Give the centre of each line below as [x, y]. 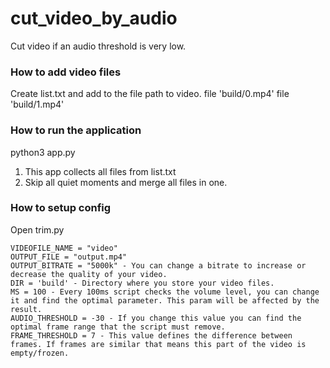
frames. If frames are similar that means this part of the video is [158, 344]
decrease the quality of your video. [89, 274]
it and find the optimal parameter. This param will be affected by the [165, 300]
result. [26, 309]
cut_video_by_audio [94, 18]
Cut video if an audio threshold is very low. [98, 46]
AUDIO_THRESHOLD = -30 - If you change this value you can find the [156, 318]
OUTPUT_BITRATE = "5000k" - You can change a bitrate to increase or [158, 265]
